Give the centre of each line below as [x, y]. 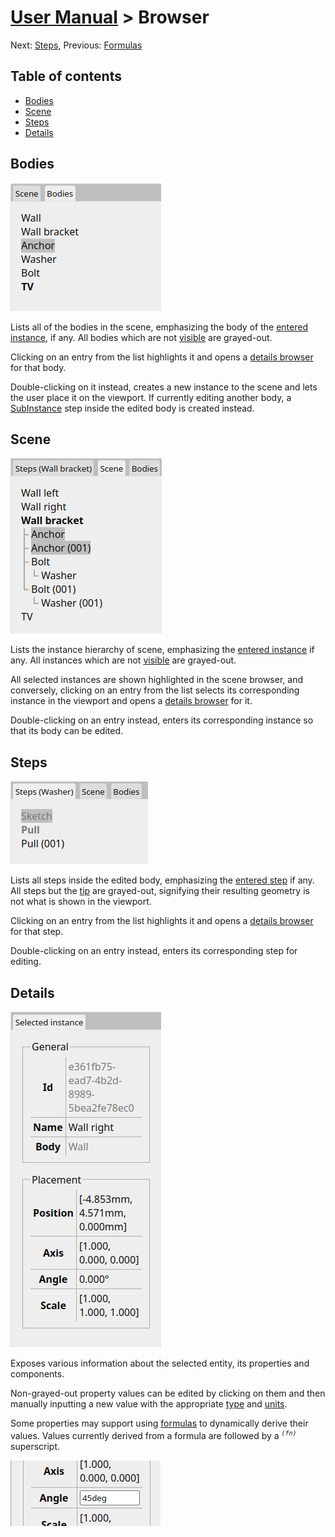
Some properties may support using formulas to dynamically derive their [159, 1423]
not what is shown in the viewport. [81, 902]
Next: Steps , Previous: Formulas [76, 45]
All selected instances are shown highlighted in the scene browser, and [156, 680]
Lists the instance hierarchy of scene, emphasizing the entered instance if [162, 650]
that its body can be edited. [67, 731]
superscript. [35, 1446]
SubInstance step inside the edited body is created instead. [132, 408]
